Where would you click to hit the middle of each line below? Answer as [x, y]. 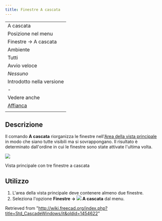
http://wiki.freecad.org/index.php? [73, 208]
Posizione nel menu [30, 33]
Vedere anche [24, 97]
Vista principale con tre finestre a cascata [48, 166]
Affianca [17, 105]
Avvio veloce [22, 65]
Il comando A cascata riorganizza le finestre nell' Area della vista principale [81, 137]
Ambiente [19, 50]
